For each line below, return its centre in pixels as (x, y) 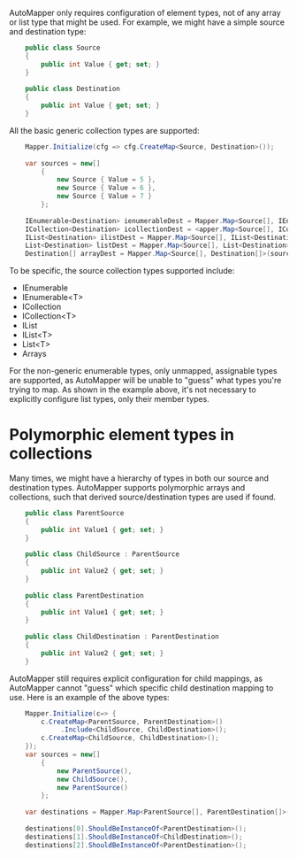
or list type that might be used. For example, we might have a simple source (147, 22)
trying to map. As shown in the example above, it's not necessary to (133, 390)
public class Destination (73, 89)
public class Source (63, 48)
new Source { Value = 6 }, (106, 188)
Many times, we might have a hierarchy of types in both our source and (139, 478)
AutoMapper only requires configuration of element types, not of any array (145, 13)
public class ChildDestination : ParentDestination (122, 637)
